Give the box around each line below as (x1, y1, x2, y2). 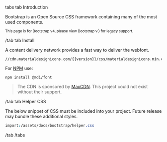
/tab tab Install (5, 37, 35, 43)
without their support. (17, 89, 62, 95)
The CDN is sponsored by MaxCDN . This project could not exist (17, 84, 148, 89)
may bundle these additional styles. (5, 114, 78, 119)
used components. (5, 19, 44, 25)
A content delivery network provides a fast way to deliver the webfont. (5, 47, 149, 53)
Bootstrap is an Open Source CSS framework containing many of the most (5, 14, 158, 19)
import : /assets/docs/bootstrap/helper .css (5, 123, 94, 128)
